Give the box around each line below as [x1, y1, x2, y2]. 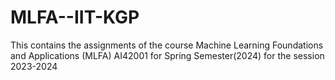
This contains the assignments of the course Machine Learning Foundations [10, 39, 324, 51]
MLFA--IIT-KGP [10, 6, 140, 29]
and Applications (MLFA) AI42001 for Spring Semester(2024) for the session [10, 49, 325, 61]
